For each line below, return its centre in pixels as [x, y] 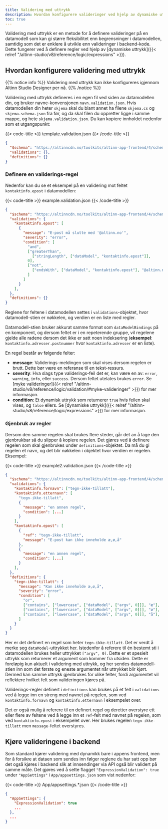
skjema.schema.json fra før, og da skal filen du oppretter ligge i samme [77, 114]
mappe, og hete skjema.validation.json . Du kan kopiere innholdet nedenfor [84, 119]
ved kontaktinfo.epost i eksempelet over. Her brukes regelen [68, 721]
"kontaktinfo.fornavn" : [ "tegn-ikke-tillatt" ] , [64, 489]
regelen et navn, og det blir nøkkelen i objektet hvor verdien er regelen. [78, 450]
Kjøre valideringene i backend [53, 742]
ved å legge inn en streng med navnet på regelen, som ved [66, 695]
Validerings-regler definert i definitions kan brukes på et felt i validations [82, 690]
